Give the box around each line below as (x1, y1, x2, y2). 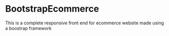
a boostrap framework (5, 25, 52, 31)
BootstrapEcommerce (5, 3, 100, 15)
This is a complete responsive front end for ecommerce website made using (5, 20, 164, 26)
